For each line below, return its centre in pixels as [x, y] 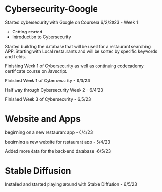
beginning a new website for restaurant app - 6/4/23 [58, 142]
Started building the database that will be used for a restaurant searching [78, 46]
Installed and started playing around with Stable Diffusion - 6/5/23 [71, 184]
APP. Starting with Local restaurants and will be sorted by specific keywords [81, 51]
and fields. [16, 56]
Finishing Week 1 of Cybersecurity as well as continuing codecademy [74, 66]
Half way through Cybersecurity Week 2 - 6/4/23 [54, 90]
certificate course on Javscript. [36, 71]
